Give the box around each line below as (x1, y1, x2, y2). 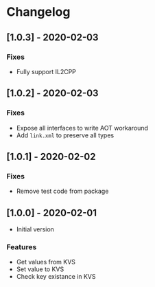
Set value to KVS (16, 265, 64, 273)
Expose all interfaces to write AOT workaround (16, 124, 149, 132)
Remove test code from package (16, 187, 109, 196)
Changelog (6, 4, 71, 20)
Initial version (16, 225, 54, 233)
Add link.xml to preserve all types (16, 131, 115, 139)
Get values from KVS (16, 258, 76, 266)
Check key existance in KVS (16, 273, 96, 281)
